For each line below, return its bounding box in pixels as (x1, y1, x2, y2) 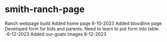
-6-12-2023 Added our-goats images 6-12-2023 (5, 31, 107, 37)
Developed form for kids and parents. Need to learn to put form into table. (5, 25, 160, 31)
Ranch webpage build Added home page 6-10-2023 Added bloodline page (5, 20, 162, 26)
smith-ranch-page (5, 4, 85, 15)
